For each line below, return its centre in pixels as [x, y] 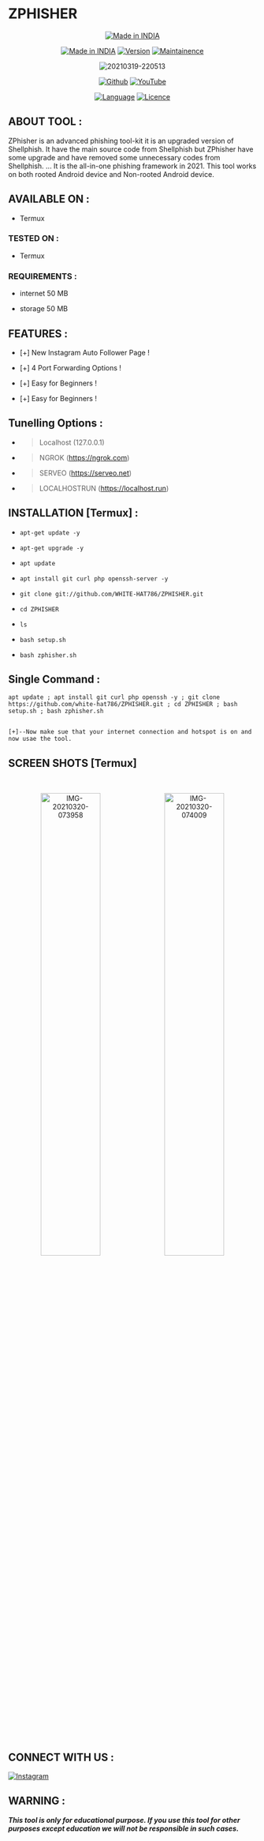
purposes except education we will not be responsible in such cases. [123, 1828]
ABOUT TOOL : [45, 122]
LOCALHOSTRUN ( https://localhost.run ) [104, 488]
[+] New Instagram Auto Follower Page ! [84, 352]
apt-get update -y [50, 533]
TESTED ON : [33, 239]
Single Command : [54, 679]
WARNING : [37, 1801]
